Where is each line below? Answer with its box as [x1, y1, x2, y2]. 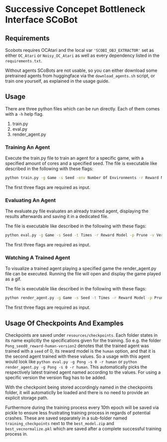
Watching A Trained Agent [5, 254, 71, 261]
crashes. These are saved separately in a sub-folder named [5, 415, 128, 421]
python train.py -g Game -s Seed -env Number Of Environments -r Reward [5, 176, 159, 181]
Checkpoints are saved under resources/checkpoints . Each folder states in [5, 332, 158, 338]
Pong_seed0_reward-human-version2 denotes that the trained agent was [5, 343, 149, 349]
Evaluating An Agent [5, 197, 56, 204]
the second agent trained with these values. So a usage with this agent [5, 353, 151, 360]
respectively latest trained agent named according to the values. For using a [5, 369, 161, 375]
